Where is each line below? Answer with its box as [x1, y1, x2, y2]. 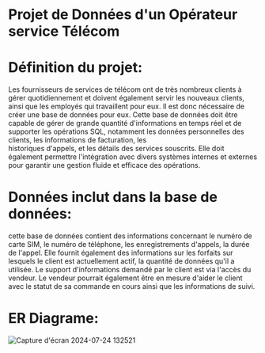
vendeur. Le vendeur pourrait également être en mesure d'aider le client [8, 273, 243, 283]
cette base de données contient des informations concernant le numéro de [8, 231, 253, 241]
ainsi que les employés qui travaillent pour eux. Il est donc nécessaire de [8, 101, 245, 112]
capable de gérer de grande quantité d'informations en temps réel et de [8, 119, 242, 128]
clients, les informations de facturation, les [8, 135, 147, 145]
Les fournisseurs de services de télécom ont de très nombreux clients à [8, 85, 243, 94]
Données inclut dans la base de [8, 188, 218, 207]
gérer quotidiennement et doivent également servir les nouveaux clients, [8, 93, 245, 103]
